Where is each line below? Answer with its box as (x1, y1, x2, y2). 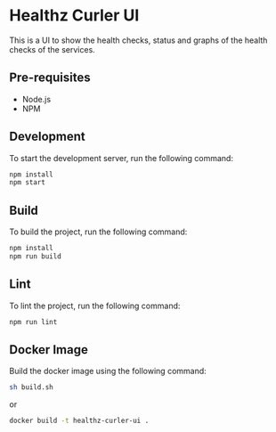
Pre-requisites (9, 70, 91, 86)
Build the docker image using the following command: (9, 366, 207, 377)
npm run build (9, 252, 62, 261)
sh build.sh (9, 383, 53, 392)
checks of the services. (9, 44, 95, 54)
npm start (9, 178, 46, 187)
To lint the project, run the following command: (9, 300, 181, 311)
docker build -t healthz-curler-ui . (9, 416, 150, 426)
